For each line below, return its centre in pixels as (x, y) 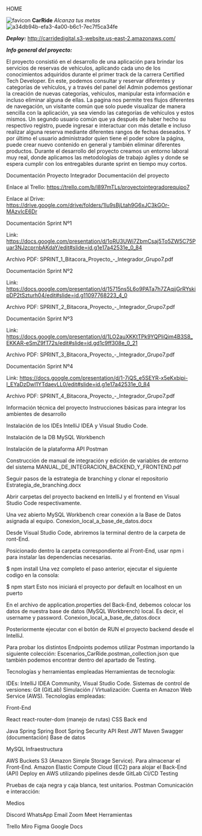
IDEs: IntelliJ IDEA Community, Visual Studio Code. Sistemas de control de (98, 683)
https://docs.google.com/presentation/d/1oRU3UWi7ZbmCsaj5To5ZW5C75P (101, 241)
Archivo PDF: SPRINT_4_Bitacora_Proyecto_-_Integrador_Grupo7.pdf (91, 396)
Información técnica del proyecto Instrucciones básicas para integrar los (96, 407)
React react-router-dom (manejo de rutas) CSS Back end (77, 719)
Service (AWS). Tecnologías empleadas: (56, 696)
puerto (14, 593)
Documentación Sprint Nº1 (39, 223)
